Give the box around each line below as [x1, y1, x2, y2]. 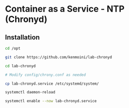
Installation [5, 33, 40, 41]
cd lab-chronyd [5, 63, 36, 69]
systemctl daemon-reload [5, 90, 55, 95]
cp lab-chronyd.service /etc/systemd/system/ [5, 81, 99, 86]
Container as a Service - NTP [5, 3, 125, 15]
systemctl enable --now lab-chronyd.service [5, 99, 97, 104]
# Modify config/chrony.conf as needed [5, 72, 86, 77]
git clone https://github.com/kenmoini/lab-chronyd [5, 54, 112, 59]
